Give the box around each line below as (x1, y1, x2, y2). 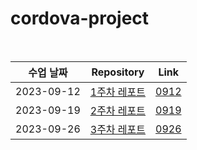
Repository (91, 65, 145, 79)
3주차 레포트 (89, 122, 147, 136)
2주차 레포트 (89, 103, 147, 117)
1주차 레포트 (89, 85, 147, 99)
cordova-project (10, 7, 150, 30)
